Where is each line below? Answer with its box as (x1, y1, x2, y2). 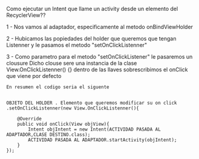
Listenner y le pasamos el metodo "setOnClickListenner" (6, 42, 148, 48)
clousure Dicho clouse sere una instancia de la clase (6, 60, 137, 67)
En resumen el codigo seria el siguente (6, 84, 110, 90)
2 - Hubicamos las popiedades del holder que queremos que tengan (6, 35, 177, 42)
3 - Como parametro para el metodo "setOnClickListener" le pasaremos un (6, 53, 193, 60)
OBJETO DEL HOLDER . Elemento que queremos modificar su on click (6, 100, 177, 106)
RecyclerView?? (6, 11, 46, 19)
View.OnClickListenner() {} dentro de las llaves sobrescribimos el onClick (6, 66, 189, 73)
